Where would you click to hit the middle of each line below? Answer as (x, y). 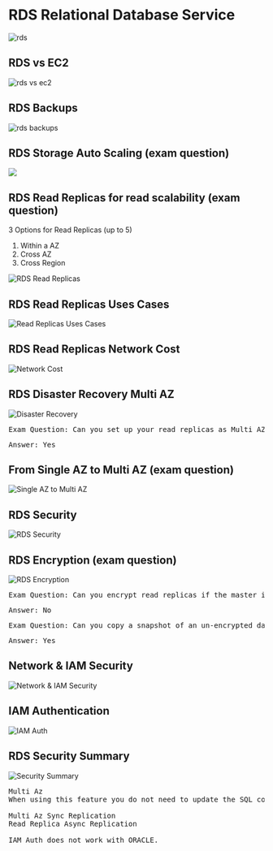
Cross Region (43, 263)
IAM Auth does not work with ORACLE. (84, 840)
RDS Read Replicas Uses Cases (89, 304)
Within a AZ (39, 246)
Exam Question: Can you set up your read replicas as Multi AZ (137, 429)
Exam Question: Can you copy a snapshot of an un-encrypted (131, 626)
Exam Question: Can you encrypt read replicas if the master (133, 595)
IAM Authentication (59, 711)
